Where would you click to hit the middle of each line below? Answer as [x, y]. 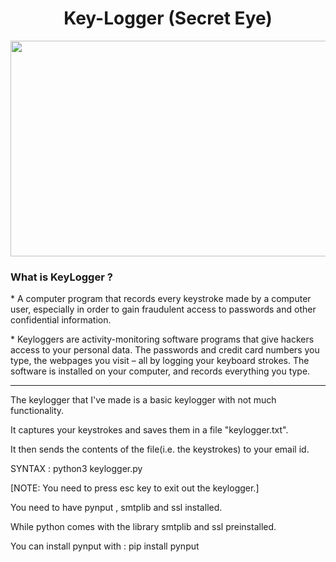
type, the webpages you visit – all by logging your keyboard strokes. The [160, 361]
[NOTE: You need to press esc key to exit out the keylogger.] [135, 488]
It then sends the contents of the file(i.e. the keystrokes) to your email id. [160, 449]
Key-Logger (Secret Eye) [168, 18]
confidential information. [61, 320]
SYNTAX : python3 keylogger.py [76, 469]
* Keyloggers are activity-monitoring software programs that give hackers [162, 339]
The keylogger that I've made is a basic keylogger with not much [143, 400]
